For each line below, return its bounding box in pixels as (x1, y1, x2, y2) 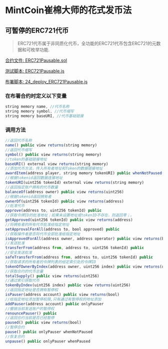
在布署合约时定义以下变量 (5, 92, 67, 99)
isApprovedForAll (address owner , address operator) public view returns (5, 236, 160, 241)
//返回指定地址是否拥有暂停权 (5, 287, 58, 293)
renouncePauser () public (5, 311, 57, 316)
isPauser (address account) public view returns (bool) (5, 292, 120, 297)
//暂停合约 (5, 325, 25, 330)
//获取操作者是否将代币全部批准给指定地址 (5, 231, 81, 237)
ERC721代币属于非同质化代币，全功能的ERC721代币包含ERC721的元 (17, 41, 156, 46)
